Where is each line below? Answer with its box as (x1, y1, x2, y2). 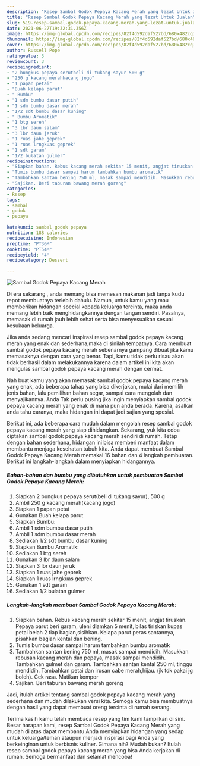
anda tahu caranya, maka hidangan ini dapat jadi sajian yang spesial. (7, 408, 174, 415)
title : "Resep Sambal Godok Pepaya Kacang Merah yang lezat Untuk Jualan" (7, 14, 196, 20)
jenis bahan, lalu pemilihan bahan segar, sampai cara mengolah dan (7, 389, 173, 396)
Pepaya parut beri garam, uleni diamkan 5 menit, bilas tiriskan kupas (15, 623, 183, 630)
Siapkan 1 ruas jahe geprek (15, 569, 82, 576)
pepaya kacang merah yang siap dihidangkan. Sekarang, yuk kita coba (7, 426, 180, 433)
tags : (7, 197, 20, 203)
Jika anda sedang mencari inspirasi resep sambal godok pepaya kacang (7, 334, 183, 341)
